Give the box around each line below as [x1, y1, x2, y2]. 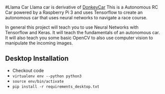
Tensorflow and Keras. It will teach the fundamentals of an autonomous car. [5, 30, 160, 35]
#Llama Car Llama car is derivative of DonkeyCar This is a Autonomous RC [5, 4, 158, 10]
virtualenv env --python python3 [12, 74, 82, 79]
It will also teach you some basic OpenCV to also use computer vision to [5, 35, 153, 41]
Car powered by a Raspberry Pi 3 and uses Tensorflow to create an [5, 9, 143, 15]
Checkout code [12, 67, 44, 73]
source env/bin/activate [12, 79, 64, 84]
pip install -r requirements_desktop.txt [12, 84, 99, 89]
